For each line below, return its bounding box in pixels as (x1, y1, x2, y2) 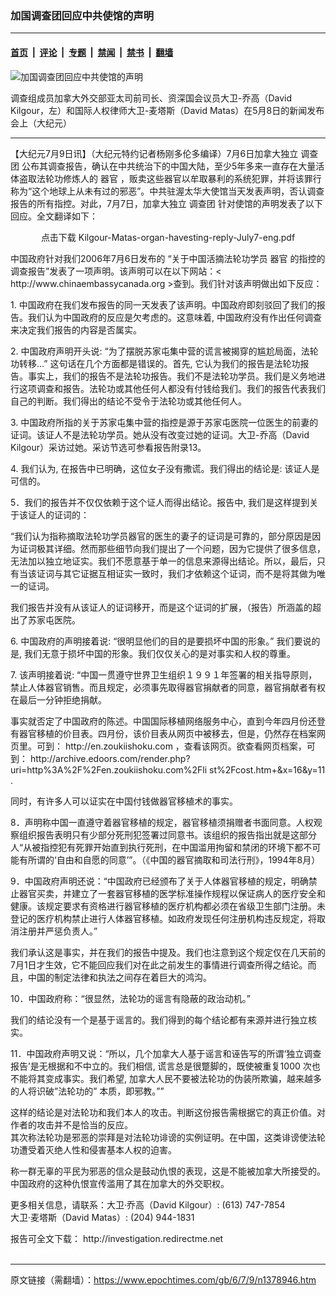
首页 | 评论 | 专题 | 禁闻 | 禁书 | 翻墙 (10, 46, 174, 58)
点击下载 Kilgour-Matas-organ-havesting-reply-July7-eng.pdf (40, 231, 296, 243)
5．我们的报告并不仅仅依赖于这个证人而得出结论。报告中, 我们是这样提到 (10, 496, 310, 508)
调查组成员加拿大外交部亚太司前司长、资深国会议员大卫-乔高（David (10, 92, 293, 104)
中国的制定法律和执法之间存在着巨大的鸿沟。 (27, 971, 212, 983)
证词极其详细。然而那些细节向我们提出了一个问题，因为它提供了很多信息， (18, 542, 326, 554)
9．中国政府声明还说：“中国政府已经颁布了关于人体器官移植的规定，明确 (10, 875, 309, 887)
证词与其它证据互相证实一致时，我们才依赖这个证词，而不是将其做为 (36, 567, 317, 579)
